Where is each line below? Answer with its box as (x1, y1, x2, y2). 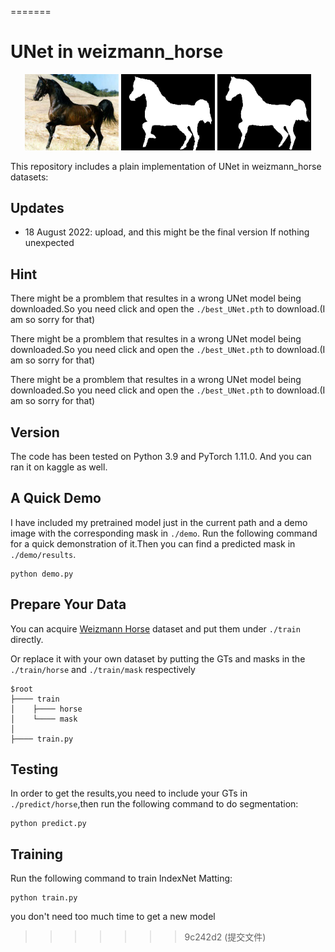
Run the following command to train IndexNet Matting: (10, 872, 233, 885)
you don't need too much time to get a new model (10, 911, 216, 923)
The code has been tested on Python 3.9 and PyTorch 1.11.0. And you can (10, 450, 312, 462)
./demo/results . (10, 548, 77, 560)
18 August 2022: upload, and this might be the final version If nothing (24, 226, 310, 238)
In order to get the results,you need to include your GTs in (10, 787, 248, 800)
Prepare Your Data (10, 596, 127, 613)
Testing (10, 761, 59, 778)
